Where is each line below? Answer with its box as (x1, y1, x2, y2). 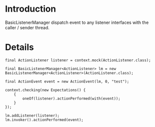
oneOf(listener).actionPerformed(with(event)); (22, 96, 121, 101)
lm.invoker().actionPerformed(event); (5, 117, 84, 122)
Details (5, 42, 34, 53)
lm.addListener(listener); (5, 113, 60, 118)
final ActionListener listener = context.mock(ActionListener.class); (5, 57, 151, 63)
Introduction (5, 3, 56, 15)
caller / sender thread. (5, 24, 50, 30)
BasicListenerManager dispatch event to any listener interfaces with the (5, 19, 149, 25)
